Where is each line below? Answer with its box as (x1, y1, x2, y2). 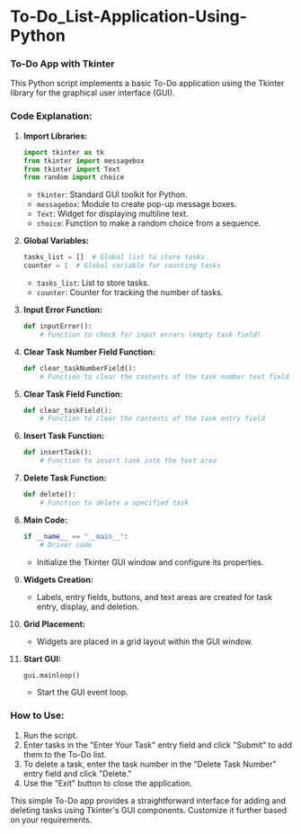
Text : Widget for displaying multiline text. (36, 209, 189, 220)
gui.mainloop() (22, 670, 81, 680)
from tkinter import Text (22, 165, 120, 174)
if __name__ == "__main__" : (22, 532, 129, 541)
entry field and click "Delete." (22, 767, 133, 779)
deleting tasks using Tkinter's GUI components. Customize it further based (10, 804, 288, 815)
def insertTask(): (22, 448, 93, 457)
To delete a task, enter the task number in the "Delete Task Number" (22, 758, 277, 769)
